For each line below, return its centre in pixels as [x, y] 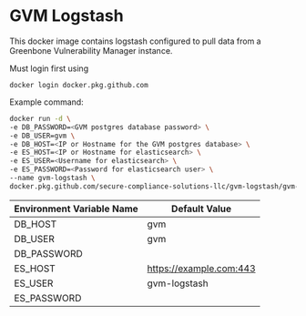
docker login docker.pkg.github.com [79, 85]
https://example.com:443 [202, 268]
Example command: [46, 102]
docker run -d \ [40, 118]
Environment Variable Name [76, 209]
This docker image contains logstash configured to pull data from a [135, 41]
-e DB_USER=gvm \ [42, 136]
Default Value [202, 209]
